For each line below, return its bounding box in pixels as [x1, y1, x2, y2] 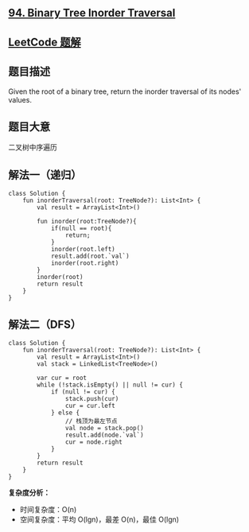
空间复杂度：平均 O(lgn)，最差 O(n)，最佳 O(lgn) [19, 515, 180, 524]
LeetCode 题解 [8, 35, 81, 49]
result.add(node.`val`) [64, 431, 145, 440]
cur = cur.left [64, 402, 115, 410]
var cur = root [37, 374, 88, 382]
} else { [50, 409, 80, 417]
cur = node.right [64, 438, 123, 446]
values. [8, 95, 32, 104]
